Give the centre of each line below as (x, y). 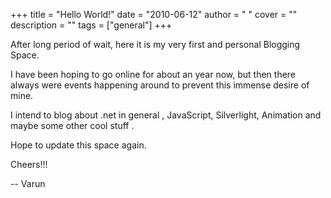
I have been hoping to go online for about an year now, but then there (153, 74)
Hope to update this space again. (78, 145)
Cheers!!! (29, 164)
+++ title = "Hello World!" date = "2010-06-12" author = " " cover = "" (154, 14)
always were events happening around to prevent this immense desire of (160, 85)
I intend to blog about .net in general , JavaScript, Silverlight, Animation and (166, 115)
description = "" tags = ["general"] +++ (91, 25)
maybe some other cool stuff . (72, 125)
